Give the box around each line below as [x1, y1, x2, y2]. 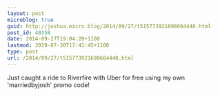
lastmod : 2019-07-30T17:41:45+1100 [7, 42, 110, 49]
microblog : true [7, 16, 54, 23]
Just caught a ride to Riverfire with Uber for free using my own [7, 73, 185, 82]
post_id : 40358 [7, 29, 51, 36]
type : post [7, 49, 39, 56]
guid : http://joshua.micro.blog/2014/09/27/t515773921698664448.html [7, 23, 212, 29]
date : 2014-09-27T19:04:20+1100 [7, 36, 100, 43]
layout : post [7, 10, 45, 17]
